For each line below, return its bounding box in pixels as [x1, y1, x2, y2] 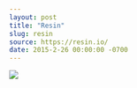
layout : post [9, 12, 57, 22]
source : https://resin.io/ [9, 37, 109, 47]
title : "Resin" [9, 21, 65, 30]
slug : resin [9, 29, 53, 38]
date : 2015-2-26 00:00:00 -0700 [9, 46, 128, 55]
